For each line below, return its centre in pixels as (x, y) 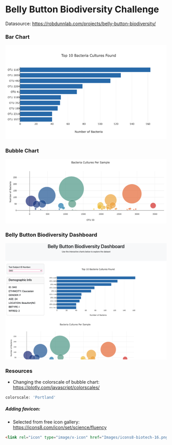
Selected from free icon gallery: (46, 422)
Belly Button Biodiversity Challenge (82, 9)
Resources (19, 371)
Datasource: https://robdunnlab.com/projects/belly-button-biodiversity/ (81, 24)
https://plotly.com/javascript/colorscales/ (56, 387)
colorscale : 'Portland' (31, 397)
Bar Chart (17, 37)
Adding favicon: (23, 409)
